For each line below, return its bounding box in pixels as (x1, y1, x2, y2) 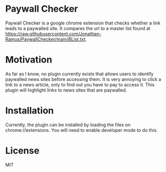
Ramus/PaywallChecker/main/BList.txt (5, 36, 86, 42)
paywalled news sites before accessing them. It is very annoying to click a (5, 76, 161, 82)
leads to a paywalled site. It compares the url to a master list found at (5, 25, 151, 31)
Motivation (5, 54, 53, 66)
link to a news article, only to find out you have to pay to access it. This (5, 81, 155, 88)
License (5, 145, 40, 156)
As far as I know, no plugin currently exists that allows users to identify (5, 71, 154, 77)
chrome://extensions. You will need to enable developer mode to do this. (5, 127, 158, 133)
